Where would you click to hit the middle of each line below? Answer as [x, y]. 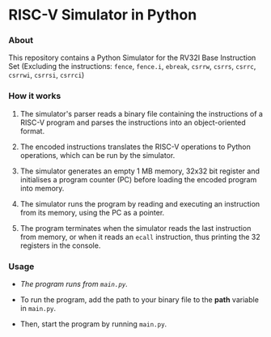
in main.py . [38, 309]
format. [32, 130]
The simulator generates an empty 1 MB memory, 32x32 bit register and [140, 171]
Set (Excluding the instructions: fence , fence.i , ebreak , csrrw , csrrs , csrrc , [132, 66]
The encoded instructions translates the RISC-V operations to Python [135, 147]
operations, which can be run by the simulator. [97, 155]
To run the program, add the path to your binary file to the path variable [139, 300]
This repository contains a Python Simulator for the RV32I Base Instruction [132, 58]
